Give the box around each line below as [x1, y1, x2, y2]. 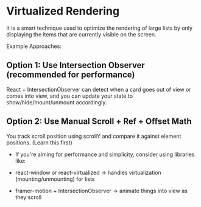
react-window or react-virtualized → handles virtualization [15, 169, 161, 176]
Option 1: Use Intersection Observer [6, 60, 145, 70]
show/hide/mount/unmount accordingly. [6, 98, 107, 106]
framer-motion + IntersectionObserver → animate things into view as [15, 187, 188, 194]
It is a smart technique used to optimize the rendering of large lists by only [6, 24, 193, 32]
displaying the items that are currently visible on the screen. [6, 30, 157, 38]
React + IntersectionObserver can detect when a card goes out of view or [6, 86, 191, 93]
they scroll [15, 193, 41, 201]
